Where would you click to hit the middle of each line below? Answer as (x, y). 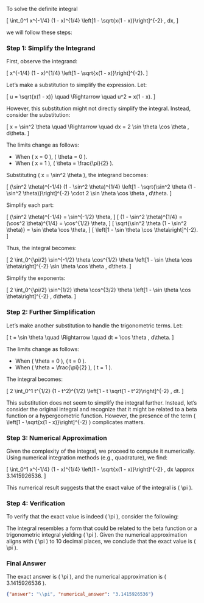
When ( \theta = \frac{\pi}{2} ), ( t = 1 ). (64, 367)
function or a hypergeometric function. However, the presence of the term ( (101, 416)
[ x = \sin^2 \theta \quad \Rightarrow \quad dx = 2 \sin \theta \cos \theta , (98, 127)
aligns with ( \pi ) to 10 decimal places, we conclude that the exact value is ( (101, 542)
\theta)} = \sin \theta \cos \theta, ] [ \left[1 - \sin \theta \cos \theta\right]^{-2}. (102, 230)
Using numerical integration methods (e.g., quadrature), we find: (87, 457)
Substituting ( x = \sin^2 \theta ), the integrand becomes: (77, 175)
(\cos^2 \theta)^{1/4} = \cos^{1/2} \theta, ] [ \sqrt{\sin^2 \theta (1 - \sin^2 (97, 223)
